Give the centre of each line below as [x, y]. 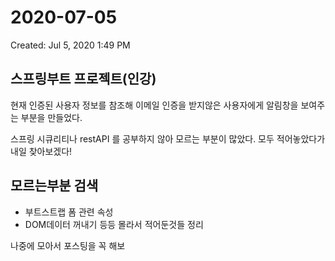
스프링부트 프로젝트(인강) [83, 79]
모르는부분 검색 [54, 186]
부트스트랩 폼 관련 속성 [69, 212]
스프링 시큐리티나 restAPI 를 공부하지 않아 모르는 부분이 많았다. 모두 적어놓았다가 [168, 138]
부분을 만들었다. [51, 117]
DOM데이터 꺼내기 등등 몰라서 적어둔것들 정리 [114, 224]
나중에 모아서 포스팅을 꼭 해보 [68, 245]
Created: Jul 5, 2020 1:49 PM [70, 45]
